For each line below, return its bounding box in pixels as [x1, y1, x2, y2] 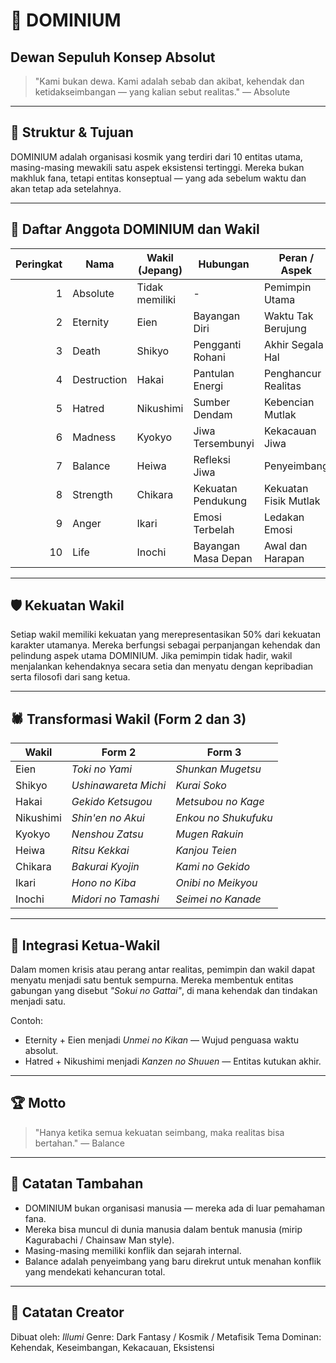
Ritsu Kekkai [71, 844, 130, 858]
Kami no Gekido [175, 860, 251, 874]
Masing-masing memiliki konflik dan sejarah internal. [24, 1244, 242, 1256]
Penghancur [263, 366, 322, 380]
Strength [72, 487, 113, 501]
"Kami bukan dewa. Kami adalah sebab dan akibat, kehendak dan [34, 75, 305, 87]
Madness [72, 430, 117, 444]
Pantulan [193, 366, 235, 380]
